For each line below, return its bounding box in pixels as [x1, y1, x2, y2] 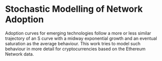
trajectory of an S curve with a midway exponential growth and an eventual [5, 35, 158, 41]
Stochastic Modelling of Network [5, 3, 143, 15]
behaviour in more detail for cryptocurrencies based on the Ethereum [5, 46, 146, 52]
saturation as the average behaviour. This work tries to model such [5, 40, 141, 46]
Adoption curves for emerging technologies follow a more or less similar [5, 30, 152, 36]
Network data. [5, 51, 34, 57]
